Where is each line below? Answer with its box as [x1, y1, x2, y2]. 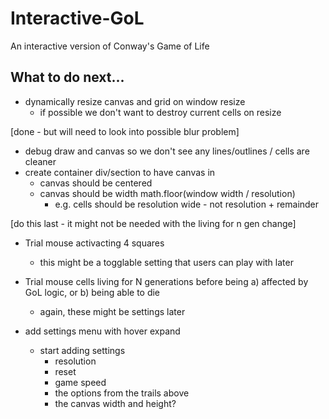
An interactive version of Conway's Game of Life [10, 40, 210, 52]
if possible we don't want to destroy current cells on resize [39, 106, 282, 118]
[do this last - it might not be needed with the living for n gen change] [10, 217, 297, 229]
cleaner [24, 155, 57, 167]
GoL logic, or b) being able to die [24, 286, 161, 298]
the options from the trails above [54, 387, 190, 399]
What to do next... [10, 69, 125, 86]
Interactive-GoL [10, 7, 145, 30]
